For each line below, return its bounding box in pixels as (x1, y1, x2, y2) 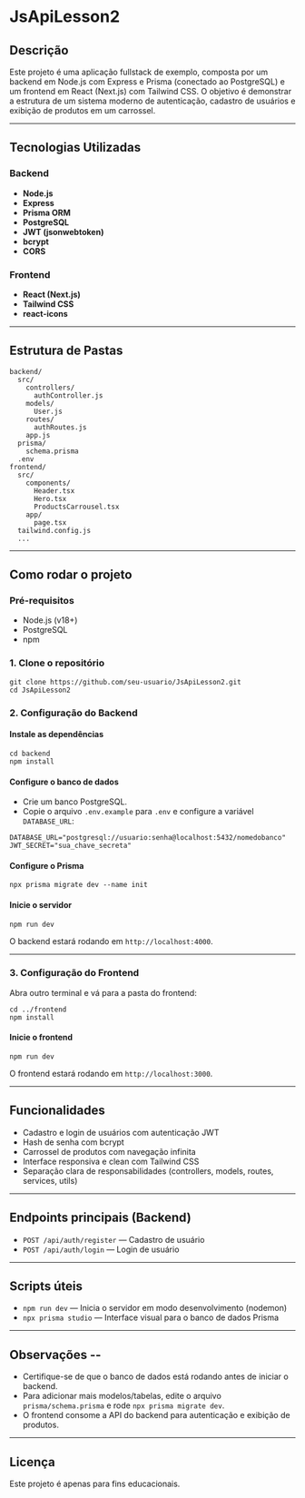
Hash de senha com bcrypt (22, 1137, 124, 1148)
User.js (33, 407, 64, 416)
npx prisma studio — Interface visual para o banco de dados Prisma (22, 1312, 280, 1323)
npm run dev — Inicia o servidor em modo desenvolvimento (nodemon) (22, 1303, 288, 1314)
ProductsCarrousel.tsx (33, 502, 120, 511)
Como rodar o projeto (9, 567, 133, 583)
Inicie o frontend (9, 1032, 74, 1043)
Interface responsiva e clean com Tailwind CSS (22, 1156, 200, 1167)
